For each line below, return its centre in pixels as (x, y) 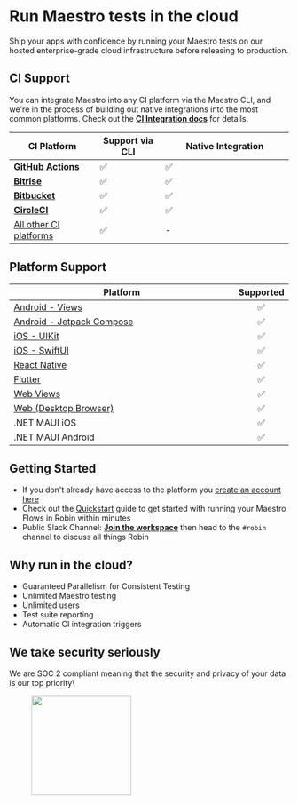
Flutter (27, 379)
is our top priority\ (42, 683)
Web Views (37, 394)
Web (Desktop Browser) (64, 408)
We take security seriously (85, 652)
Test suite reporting (58, 615)
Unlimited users (51, 605)
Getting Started (53, 468)
